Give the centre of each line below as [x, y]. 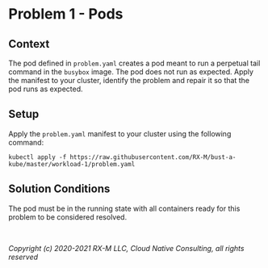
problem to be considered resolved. [68, 217]
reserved [23, 257]
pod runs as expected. [46, 89]
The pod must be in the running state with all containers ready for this [124, 208]
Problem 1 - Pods [66, 14]
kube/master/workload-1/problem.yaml [72, 164]
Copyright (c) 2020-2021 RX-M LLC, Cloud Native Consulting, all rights [126, 248]
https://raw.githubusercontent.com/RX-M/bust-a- [153, 157]
